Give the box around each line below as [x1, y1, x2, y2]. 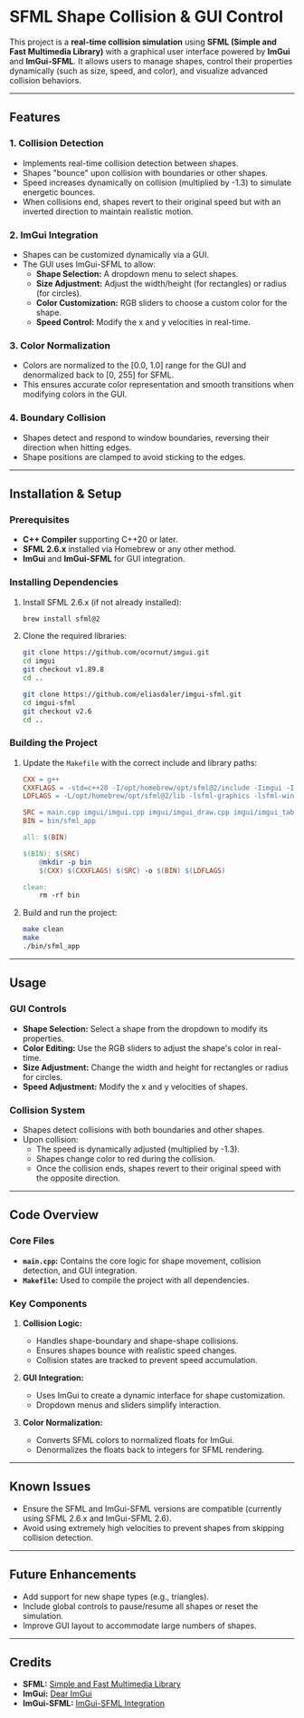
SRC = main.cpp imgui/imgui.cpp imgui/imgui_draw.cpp [22, 808, 230, 818]
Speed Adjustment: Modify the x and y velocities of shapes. [22, 1081, 249, 1092]
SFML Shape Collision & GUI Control [9, 6, 283, 27]
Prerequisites [9, 513, 70, 525]
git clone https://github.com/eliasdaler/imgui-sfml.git [22, 690, 242, 699]
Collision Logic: [22, 1318, 83, 1329]
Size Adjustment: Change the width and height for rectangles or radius [22, 1062, 289, 1073]
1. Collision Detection [9, 137, 104, 150]
